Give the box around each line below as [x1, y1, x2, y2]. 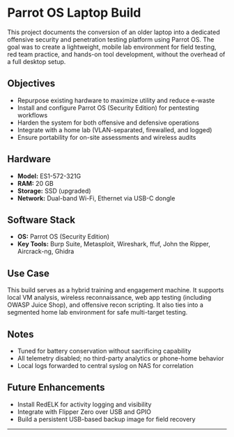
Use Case [7, 267, 50, 279]
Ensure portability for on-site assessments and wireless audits [17, 133, 196, 141]
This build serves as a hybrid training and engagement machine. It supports [7, 286, 224, 294]
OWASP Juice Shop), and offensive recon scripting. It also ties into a [7, 301, 204, 309]
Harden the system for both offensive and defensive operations [17, 118, 200, 127]
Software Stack [7, 214, 76, 225]
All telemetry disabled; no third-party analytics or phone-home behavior [17, 354, 224, 363]
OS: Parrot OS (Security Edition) [17, 232, 110, 241]
